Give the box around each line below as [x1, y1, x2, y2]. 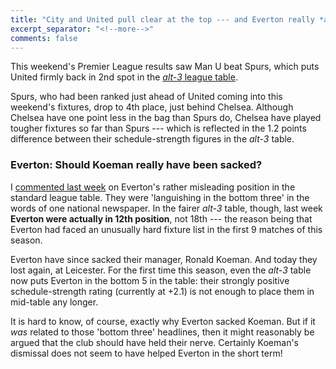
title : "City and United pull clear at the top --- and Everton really [10, 14, 315, 25]
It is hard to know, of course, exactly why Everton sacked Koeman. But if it [10, 315, 316, 327]
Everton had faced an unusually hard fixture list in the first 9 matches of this [10, 223, 323, 235]
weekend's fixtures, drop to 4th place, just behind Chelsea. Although [10, 101, 294, 113]
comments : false [10, 33, 78, 43]
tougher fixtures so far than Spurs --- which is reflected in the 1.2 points [10, 122, 307, 135]
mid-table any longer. [10, 296, 99, 308]
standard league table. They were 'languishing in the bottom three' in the [10, 191, 310, 203]
